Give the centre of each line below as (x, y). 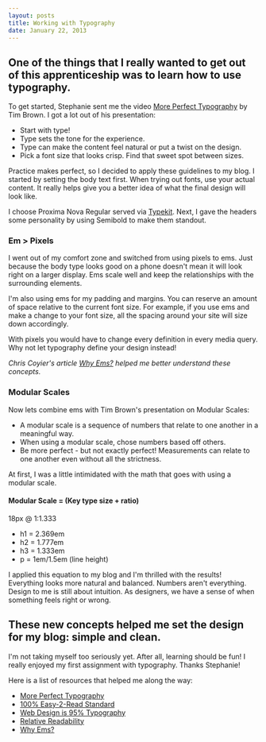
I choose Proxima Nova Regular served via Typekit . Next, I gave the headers (133, 212)
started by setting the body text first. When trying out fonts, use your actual (132, 180)
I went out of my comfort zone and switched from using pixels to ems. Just (131, 258)
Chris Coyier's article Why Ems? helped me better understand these (120, 363)
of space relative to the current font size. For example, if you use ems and (129, 307)
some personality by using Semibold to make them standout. (107, 220)
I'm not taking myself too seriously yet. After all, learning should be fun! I (127, 656)
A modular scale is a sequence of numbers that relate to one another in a (139, 425)
